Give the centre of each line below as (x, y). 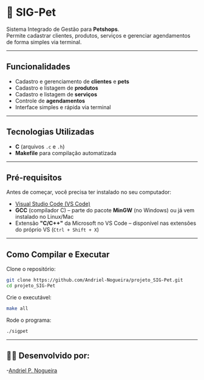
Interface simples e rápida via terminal (63, 107)
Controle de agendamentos (50, 101)
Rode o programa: (29, 320)
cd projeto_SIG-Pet (31, 286)
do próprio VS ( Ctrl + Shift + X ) (57, 230)
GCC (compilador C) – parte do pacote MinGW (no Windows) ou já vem (105, 210)
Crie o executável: (29, 297)
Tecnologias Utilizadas (50, 132)
